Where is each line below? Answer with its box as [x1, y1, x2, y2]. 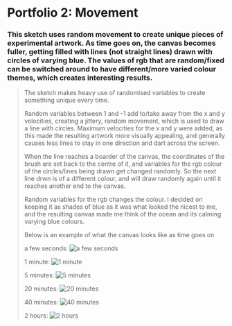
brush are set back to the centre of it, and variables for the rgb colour [24, 160, 222, 168]
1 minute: [24, 258, 51, 266]
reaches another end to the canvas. [24, 182, 126, 190]
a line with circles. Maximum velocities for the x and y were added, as [24, 124, 223, 132]
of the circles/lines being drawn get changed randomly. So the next [24, 167, 217, 175]
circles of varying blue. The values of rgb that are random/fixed [7, 55, 225, 65]
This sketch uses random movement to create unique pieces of [7, 30, 224, 40]
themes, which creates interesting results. [7, 73, 153, 83]
